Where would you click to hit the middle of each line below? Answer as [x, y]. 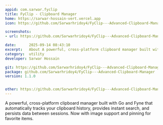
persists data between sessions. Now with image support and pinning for [78, 113]
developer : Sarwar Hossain [32, 59]
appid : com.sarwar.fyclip [31, 9]
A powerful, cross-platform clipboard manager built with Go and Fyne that [79, 103]
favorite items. [19, 118]
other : [12, 89]
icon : [10, 23]
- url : [12, 36]
